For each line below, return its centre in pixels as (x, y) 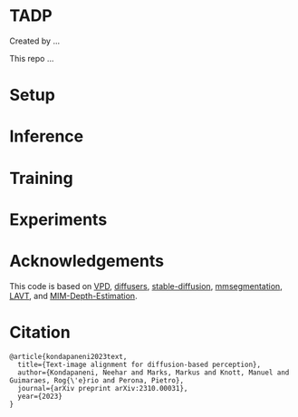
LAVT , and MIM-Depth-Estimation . (73, 296)
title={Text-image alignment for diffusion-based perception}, (139, 364)
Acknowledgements (87, 261)
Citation (40, 332)
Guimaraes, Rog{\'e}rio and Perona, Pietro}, (96, 380)
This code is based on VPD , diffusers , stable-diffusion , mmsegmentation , (146, 286)
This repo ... (32, 58)
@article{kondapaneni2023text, (68, 356)
